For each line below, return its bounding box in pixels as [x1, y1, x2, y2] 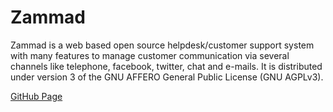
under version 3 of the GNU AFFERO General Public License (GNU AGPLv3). [10, 71, 324, 83]
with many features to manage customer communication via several [10, 49, 290, 61]
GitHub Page [10, 90, 63, 102]
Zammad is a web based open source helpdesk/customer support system [10, 39, 315, 51]
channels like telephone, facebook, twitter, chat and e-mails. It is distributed [10, 60, 323, 72]
